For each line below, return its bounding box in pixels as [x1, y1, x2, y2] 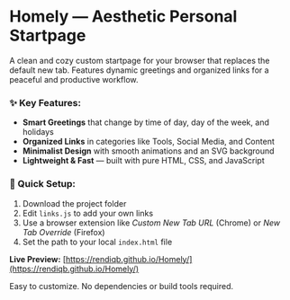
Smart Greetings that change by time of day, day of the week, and [22, 117, 270, 128]
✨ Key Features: [9, 96, 81, 109]
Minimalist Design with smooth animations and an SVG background [22, 146, 275, 156]
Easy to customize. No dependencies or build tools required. [9, 280, 234, 291]
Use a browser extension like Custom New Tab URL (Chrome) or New [22, 217, 281, 228]
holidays [22, 127, 54, 137]
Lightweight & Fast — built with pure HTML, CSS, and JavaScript [22, 155, 266, 166]
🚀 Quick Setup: [9, 178, 77, 190]
